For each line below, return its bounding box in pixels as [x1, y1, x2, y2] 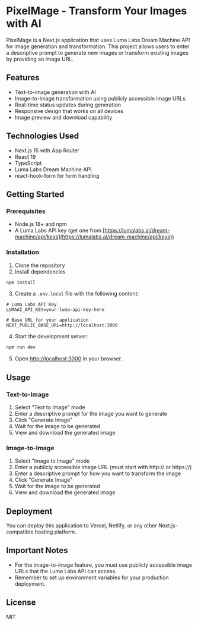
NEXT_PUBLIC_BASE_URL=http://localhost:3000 [6, 322, 118, 328]
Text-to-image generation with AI [14, 88, 96, 96]
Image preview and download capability [14, 114, 113, 121]
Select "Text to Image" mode [14, 403, 85, 411]
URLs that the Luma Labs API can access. [14, 567, 117, 574]
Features [6, 73, 40, 83]
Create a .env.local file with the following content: [14, 290, 139, 297]
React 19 [14, 153, 36, 160]
